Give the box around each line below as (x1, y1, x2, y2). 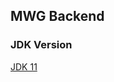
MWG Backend (10, 8, 105, 25)
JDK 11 (10, 60, 38, 73)
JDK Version (10, 38, 73, 52)
